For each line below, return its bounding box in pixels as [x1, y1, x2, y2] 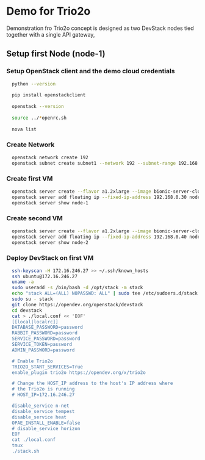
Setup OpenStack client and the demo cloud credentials [6, 67, 175, 76]
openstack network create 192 [12, 154, 88, 160]
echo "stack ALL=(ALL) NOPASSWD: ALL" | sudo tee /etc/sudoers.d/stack [12, 290, 198, 296]
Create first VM [6, 174, 53, 183]
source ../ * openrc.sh [12, 115, 67, 121]
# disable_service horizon [12, 425, 81, 431]
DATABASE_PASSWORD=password [12, 325, 84, 331]
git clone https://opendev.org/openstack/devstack [12, 301, 143, 307]
